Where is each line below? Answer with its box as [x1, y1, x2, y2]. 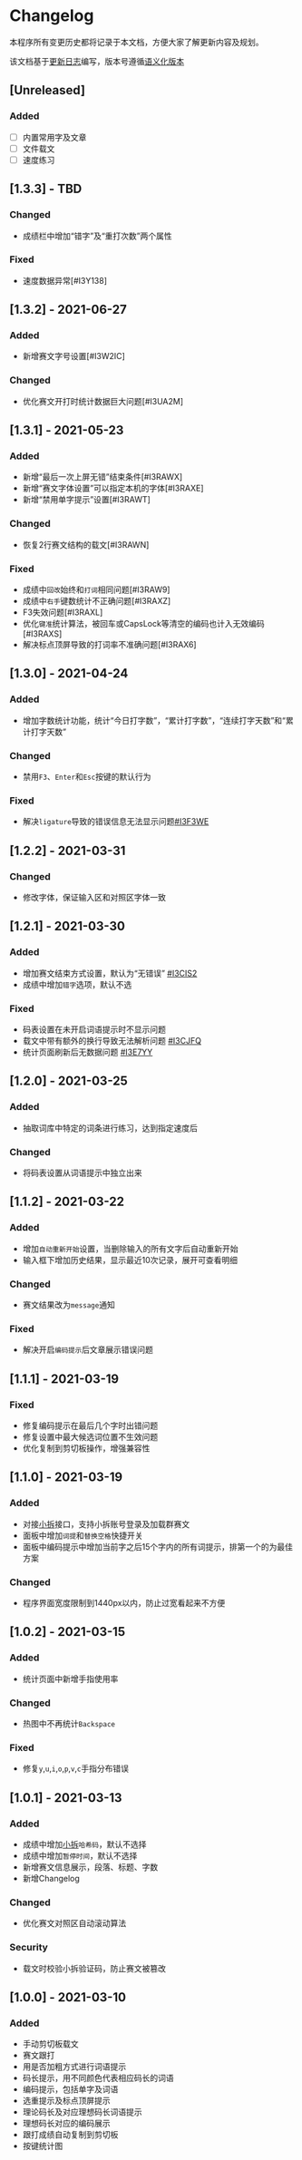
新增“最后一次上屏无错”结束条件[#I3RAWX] [22, 472, 183, 482]
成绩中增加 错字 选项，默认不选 [22, 978, 132, 989]
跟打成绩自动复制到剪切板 [22, 2129, 119, 2140]
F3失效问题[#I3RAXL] [22, 607, 103, 618]
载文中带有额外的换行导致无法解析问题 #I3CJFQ [22, 1036, 202, 1046]
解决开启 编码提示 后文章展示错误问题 [22, 1344, 154, 1356]
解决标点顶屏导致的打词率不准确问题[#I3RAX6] [22, 639, 197, 650]
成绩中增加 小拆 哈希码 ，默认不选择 [22, 1838, 147, 1850]
